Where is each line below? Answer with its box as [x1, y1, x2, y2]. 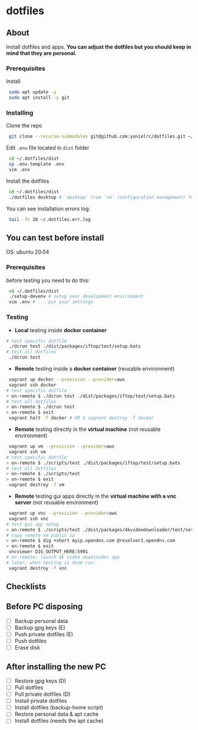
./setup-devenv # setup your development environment [8, 294, 144, 300]
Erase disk [14, 644, 40, 651]
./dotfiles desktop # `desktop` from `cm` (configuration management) [8, 194, 186, 200]
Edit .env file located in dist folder [6, 144, 90, 151]
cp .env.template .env [8, 161, 65, 167]
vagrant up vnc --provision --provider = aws [8, 510, 117, 516]
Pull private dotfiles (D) [14, 690, 71, 698]
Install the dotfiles [6, 177, 49, 184]
